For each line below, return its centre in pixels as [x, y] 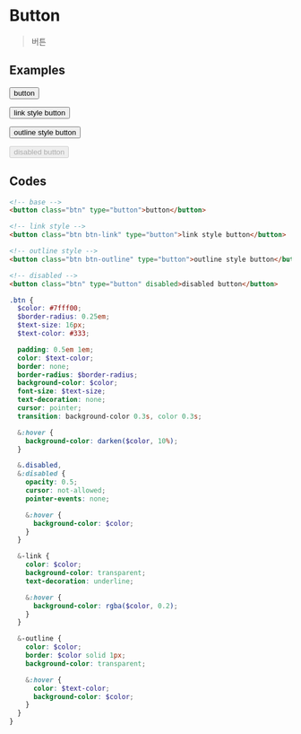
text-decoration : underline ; [80, 581]
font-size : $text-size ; [61, 391]
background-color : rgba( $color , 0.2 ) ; [105, 606]
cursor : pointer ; [50, 408]
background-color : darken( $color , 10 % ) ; [102, 441]
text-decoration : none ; [61, 400]
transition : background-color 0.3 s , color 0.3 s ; [110, 416]
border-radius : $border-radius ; [78, 375]
